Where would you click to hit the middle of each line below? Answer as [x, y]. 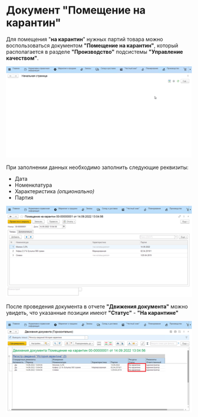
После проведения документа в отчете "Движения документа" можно [97, 307]
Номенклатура [33, 185]
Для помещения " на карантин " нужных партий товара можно [85, 39]
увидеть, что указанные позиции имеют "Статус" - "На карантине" [92, 313]
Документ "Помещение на [76, 10]
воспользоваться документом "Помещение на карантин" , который [92, 45]
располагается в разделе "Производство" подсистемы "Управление [95, 51]
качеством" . [23, 58]
